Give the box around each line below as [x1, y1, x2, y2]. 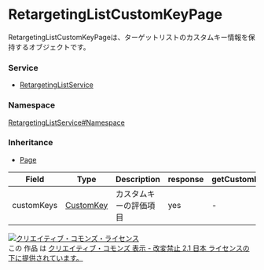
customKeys [12, 199, 58, 210]
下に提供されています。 [8, 253, 84, 262]
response [167, 173, 204, 184]
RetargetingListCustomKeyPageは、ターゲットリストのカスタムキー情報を [8, 32, 249, 42]
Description [115, 173, 161, 184]
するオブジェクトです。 [14, 42, 90, 52]
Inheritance [8, 137, 53, 148]
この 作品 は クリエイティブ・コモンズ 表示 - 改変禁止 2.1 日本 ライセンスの [8, 243, 250, 253]
